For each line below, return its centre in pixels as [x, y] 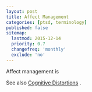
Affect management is [33, 71]
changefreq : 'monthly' [39, 49]
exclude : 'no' [28, 55]
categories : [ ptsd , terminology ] [47, 22]
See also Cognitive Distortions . [44, 83]
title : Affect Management [37, 17]
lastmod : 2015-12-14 [36, 38]
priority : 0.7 [28, 44]
